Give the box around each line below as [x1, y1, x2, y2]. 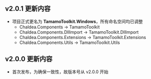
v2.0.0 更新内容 [5, 55, 53, 63]
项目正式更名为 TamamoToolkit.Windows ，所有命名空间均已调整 [12, 19, 143, 24]
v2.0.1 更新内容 [5, 4, 51, 13]
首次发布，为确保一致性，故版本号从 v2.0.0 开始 [12, 69, 109, 75]
